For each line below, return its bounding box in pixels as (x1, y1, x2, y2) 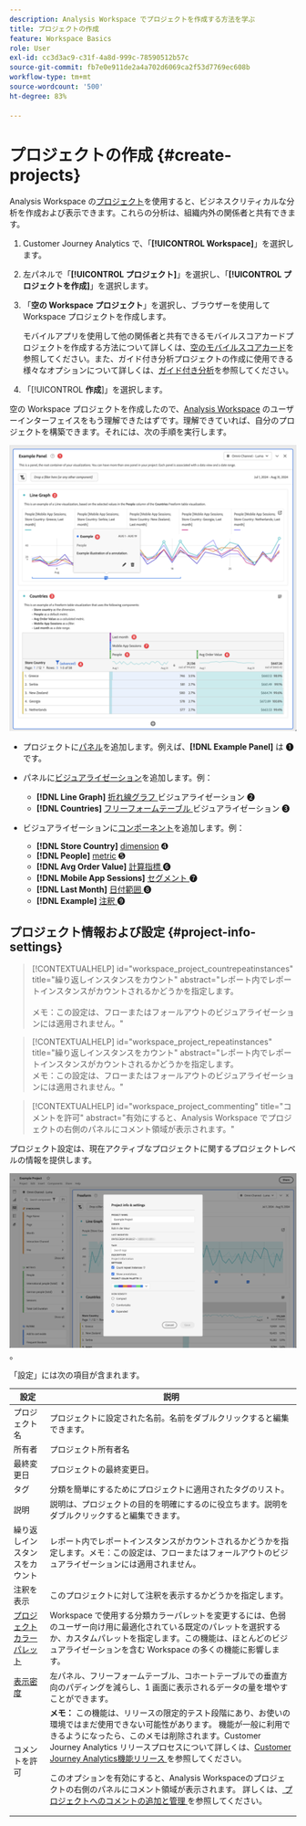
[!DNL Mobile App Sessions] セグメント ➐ (36, 872, 199, 883)
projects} (9, 164, 82, 185)
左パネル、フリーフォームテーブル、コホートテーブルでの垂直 (49, 1670, 280, 1681)
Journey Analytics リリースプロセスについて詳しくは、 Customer (49, 1741, 291, 1752)
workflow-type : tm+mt (9, 73, 92, 82)
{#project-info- (167, 924, 257, 939)
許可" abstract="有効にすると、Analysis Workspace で (63, 1112, 269, 1123)
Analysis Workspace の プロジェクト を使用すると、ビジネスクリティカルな (9, 196, 287, 207)
